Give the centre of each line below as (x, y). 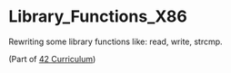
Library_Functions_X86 (98, 17)
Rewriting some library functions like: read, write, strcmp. (116, 41)
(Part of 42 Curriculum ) (52, 59)
